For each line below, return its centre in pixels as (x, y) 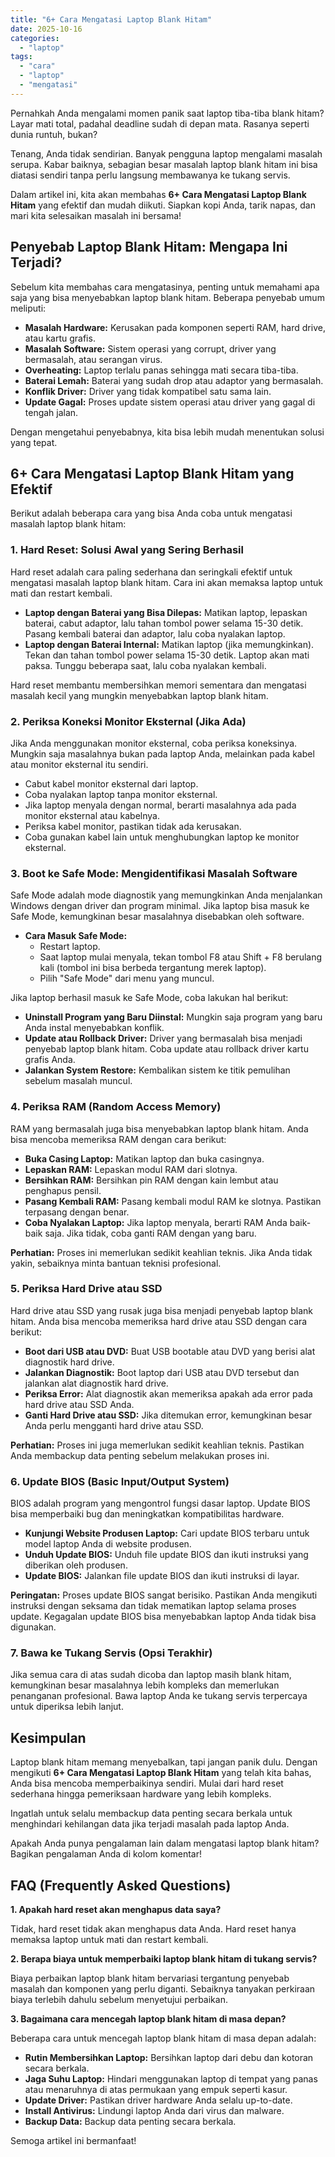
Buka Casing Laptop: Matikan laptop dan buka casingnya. (144, 1158)
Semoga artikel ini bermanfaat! (73, 2141)
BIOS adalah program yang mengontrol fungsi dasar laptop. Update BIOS (160, 1503)
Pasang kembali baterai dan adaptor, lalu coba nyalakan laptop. (155, 633)
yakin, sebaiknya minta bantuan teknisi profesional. (116, 1263)
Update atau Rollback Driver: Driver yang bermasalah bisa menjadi (163, 1038)
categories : (35, 38)
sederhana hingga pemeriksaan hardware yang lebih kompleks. (141, 1794)
